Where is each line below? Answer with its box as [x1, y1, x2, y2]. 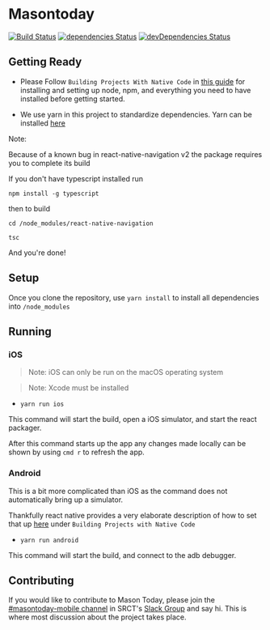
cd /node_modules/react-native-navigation [8, 219, 154, 228]
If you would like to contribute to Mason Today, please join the [8, 595, 216, 605]
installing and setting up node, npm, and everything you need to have [19, 85, 251, 95]
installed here [19, 118, 66, 128]
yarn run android [19, 536, 79, 544]
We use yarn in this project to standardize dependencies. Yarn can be [19, 109, 253, 119]
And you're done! [8, 248, 66, 258]
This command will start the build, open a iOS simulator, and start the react [8, 415, 257, 424]
